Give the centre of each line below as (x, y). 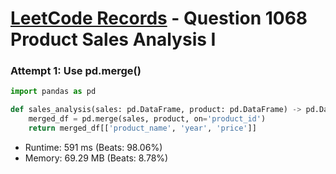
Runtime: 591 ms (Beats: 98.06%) (93, 147)
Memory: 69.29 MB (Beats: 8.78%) (96, 158)
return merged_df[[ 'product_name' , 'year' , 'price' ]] (142, 128)
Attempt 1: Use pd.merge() (76, 71)
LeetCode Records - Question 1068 (159, 18)
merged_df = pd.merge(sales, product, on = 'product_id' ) (147, 119)
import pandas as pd (53, 92)
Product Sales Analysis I (113, 39)
